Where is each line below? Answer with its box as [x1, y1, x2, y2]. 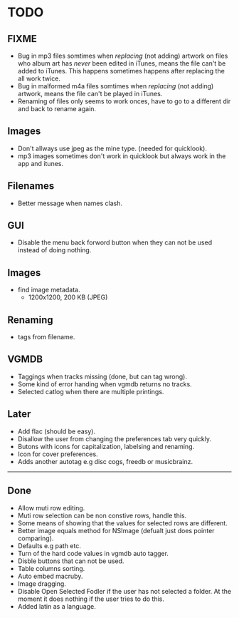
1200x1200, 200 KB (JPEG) [28, 293, 108, 302]
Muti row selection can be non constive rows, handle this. [17, 511, 187, 520]
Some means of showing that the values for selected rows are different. [17, 518, 228, 527]
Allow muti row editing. [17, 503, 85, 512]
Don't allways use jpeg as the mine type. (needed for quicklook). [17, 144, 208, 153]
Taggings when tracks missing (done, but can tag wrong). [17, 372, 187, 381]
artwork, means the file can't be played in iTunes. [17, 90, 163, 98]
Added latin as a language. [17, 602, 96, 610]
